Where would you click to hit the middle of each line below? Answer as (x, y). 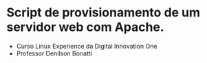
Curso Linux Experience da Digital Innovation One (87, 46)
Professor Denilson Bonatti (54, 53)
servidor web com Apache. (85, 27)
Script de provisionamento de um (103, 13)
